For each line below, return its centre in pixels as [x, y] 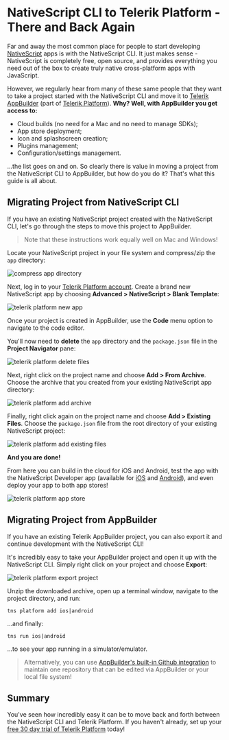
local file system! [48, 676]
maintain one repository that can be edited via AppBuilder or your [116, 669]
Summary [28, 698]
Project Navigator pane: [41, 348]
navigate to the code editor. [46, 328]
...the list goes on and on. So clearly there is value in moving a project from [113, 166]
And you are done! [34, 457]
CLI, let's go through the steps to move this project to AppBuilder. [99, 226]
